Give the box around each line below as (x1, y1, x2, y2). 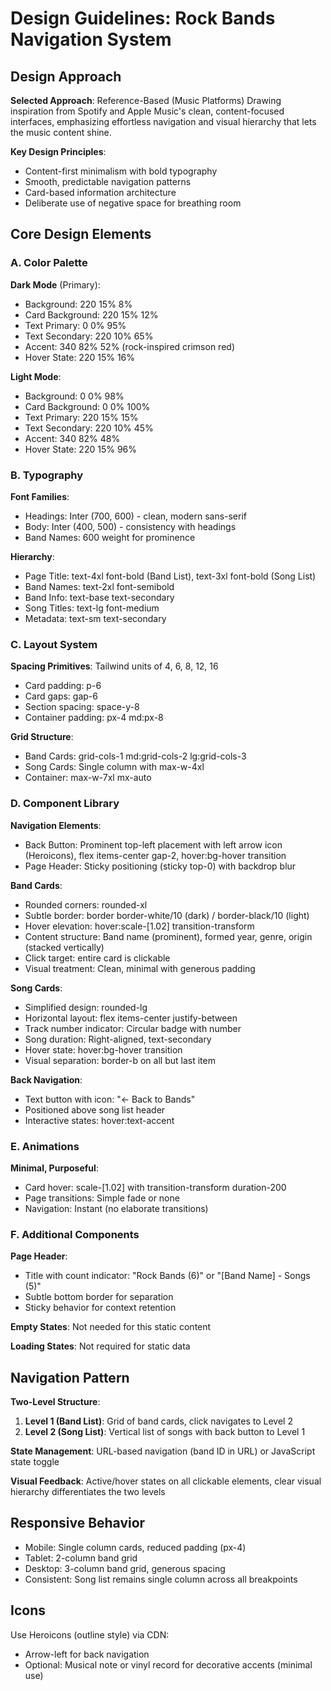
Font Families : (10, 490, 70, 502)
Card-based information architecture (24, 187, 177, 198)
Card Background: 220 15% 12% (24, 308, 159, 321)
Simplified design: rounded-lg (24, 1001, 148, 1013)
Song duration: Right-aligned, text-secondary (24, 1033, 212, 1045)
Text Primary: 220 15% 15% (24, 411, 139, 423)
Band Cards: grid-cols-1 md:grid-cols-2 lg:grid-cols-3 (24, 750, 247, 762)
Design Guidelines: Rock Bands (10, 7, 276, 30)
